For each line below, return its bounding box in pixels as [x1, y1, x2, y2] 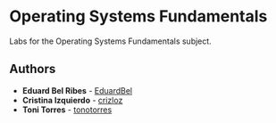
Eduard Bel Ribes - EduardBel [21, 85, 132, 95]
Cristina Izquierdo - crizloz [21, 94, 123, 105]
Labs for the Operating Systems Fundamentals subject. [9, 36, 212, 46]
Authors [9, 61, 56, 77]
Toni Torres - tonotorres [21, 104, 113, 115]
